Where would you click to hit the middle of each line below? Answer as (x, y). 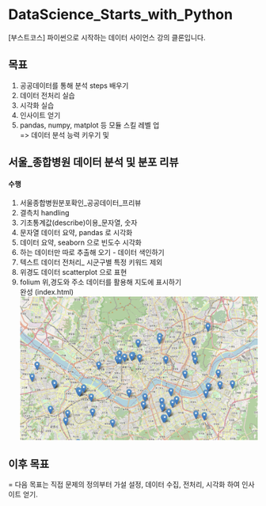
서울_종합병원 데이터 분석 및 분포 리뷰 (93, 163)
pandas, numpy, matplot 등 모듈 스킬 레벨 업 (89, 125)
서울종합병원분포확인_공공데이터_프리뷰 (80, 203)
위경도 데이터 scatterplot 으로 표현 (73, 272)
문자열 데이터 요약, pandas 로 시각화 (76, 233)
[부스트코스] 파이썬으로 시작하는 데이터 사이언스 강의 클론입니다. (107, 37)
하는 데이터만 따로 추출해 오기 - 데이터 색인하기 (92, 253)
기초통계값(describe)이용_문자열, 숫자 (78, 223)
